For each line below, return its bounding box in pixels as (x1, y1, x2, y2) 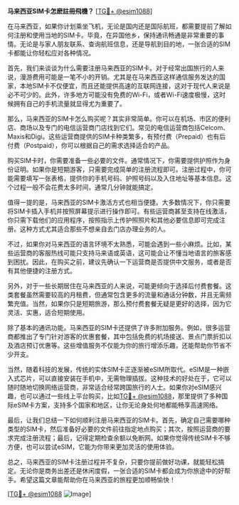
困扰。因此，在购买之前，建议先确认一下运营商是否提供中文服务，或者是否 (13, 257, 232, 266)
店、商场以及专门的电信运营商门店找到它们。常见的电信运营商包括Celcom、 (7, 124, 230, 132)
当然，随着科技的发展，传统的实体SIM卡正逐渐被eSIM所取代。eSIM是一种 (7, 366, 223, 373)
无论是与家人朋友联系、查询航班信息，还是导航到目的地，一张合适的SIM (19, 40, 231, 48)
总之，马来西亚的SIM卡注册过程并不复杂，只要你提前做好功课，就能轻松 (7, 458, 218, 466)
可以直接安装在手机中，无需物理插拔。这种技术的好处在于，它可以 (38, 374, 232, 383)
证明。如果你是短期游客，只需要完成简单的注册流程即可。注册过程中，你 (13, 165, 225, 174)
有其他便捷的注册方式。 (7, 267, 76, 275)
